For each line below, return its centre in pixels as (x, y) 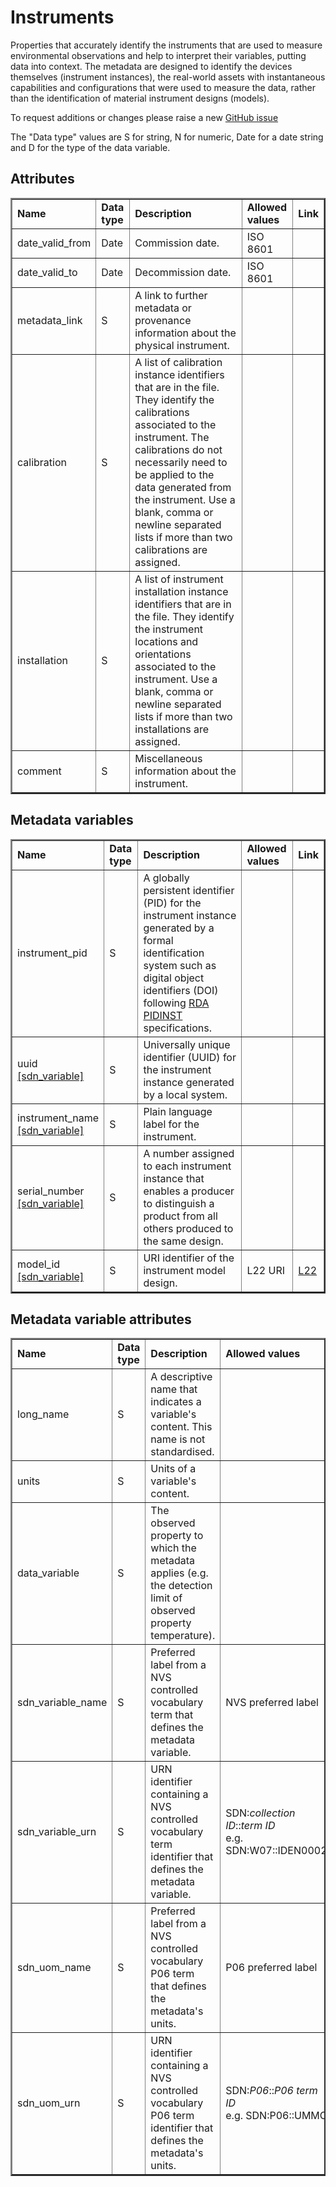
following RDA (176, 1003)
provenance (163, 320)
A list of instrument (179, 579)
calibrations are (171, 549)
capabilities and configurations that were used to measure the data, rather (163, 87)
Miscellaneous (168, 758)
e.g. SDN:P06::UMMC (276, 2116)
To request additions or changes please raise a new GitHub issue (144, 117)
